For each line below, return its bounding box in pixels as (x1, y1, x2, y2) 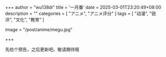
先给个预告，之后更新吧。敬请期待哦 (5, 47, 80, 52)
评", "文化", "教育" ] (5, 17, 45, 22)
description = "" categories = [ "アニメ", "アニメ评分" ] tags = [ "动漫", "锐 (5, 10, 156, 16)
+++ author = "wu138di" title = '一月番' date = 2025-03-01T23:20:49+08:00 (5, 4, 162, 10)
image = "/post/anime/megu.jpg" (5, 27, 73, 32)
